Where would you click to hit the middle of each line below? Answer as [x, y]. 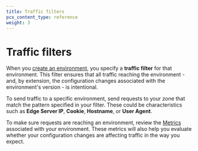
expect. [15, 142]
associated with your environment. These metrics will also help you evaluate [99, 129]
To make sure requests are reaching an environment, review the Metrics [94, 123]
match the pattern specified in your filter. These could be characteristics [94, 105]
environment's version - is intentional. [52, 87]
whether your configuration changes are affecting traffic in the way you [93, 135]
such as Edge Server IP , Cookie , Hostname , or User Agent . [79, 111]
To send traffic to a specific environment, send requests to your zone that [96, 99]
